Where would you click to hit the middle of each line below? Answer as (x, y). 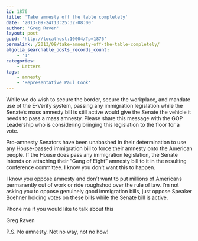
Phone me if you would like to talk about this (60, 209)
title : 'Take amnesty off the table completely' (67, 17)
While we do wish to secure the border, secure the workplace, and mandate (98, 100)
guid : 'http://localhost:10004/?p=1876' (57, 39)
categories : (21, 61)
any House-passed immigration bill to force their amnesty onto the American (99, 148)
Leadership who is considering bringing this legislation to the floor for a (93, 125)
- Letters (29, 66)
